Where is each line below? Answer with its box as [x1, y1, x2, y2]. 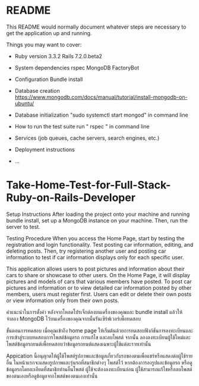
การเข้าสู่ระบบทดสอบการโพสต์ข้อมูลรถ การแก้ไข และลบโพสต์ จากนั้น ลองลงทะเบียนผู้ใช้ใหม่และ [6, 334, 191, 341]
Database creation [14, 87, 61, 94]
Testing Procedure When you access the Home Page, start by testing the [6, 234, 185, 241]
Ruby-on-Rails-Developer [6, 191, 135, 205]
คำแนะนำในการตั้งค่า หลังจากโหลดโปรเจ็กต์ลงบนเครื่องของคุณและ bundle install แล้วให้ [6, 308, 183, 315]
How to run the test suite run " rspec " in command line [14, 123, 150, 130]
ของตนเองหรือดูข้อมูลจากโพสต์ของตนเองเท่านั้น [6, 372, 98, 379]
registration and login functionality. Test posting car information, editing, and [6, 241, 194, 248]
